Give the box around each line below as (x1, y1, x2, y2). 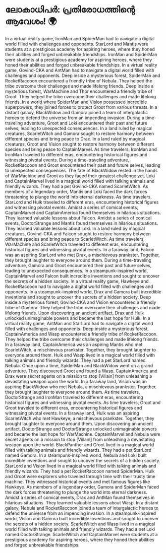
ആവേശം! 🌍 (5, 16, 57, 27)
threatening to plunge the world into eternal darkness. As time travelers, (5, 194, 152, 200)
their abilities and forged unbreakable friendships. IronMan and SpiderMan (5, 51, 158, 57)
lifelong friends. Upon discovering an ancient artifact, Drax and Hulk (5, 310, 144, 316)
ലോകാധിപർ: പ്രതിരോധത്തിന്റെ (5, 4, 135, 15)
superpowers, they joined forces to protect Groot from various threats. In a (5, 104, 158, 110)
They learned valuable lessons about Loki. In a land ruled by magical (5, 225, 145, 231)
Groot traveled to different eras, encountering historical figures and (5, 405, 142, 411)
